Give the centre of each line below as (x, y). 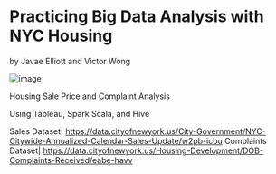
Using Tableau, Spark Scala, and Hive (80, 113)
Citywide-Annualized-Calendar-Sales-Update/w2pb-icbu (116, 140)
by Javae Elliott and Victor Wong (70, 61)
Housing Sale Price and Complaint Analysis (90, 96)
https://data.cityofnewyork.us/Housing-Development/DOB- (153, 150)
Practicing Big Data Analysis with (137, 17)
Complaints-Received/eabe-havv (71, 159)
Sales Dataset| (36, 131)
